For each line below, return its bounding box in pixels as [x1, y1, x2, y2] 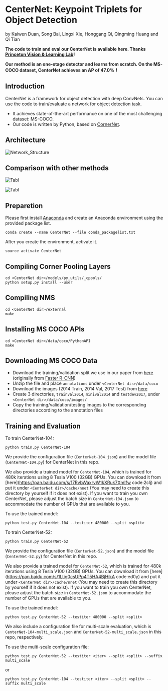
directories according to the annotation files [12, 407, 103, 413]
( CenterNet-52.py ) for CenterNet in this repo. [5, 553, 98, 560]
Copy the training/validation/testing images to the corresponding [12, 402, 146, 408]
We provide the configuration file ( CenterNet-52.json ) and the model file [5, 548, 154, 554]
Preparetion [5, 201, 43, 210]
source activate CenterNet [5, 248, 62, 254]
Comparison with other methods [5, 164, 109, 172]
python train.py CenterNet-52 [5, 539, 69, 544]
